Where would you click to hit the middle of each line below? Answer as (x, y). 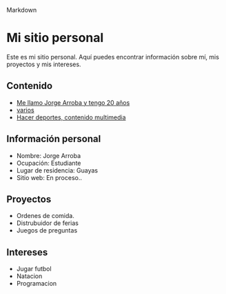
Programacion (37, 284)
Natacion (29, 276)
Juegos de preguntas (47, 231)
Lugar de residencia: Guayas (57, 170)
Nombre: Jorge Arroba (49, 155)
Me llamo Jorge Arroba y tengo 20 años (73, 102)
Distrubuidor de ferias (47, 223)
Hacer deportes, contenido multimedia (71, 117)
